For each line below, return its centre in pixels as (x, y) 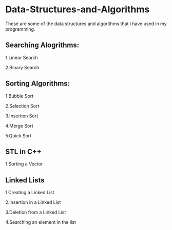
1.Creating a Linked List (30, 193)
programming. (20, 29)
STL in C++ (24, 151)
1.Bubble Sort (20, 96)
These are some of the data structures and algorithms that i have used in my (86, 24)
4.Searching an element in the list (41, 222)
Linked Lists (25, 180)
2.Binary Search (22, 67)
